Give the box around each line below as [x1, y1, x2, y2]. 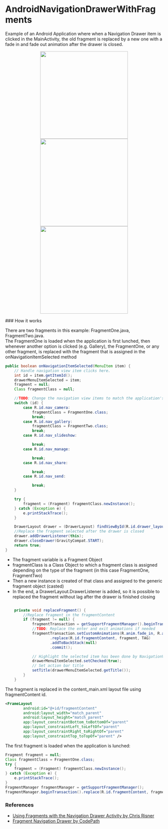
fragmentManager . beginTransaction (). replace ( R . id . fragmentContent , [5, 790, 149, 795]
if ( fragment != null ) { [23, 617, 75, 622]
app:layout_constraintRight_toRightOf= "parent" [23, 729, 124, 734]
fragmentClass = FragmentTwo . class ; [31, 424, 108, 429]
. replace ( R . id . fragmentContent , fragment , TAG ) [49, 636, 151, 641]
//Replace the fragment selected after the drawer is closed [14, 529, 144, 534]
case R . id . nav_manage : [23, 446, 70, 452]
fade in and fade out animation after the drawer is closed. [5, 41, 123, 47]
